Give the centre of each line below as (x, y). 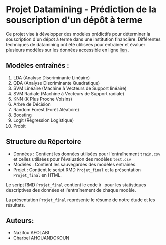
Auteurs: (20, 221)
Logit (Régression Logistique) (43, 120)
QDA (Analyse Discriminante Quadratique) (56, 83)
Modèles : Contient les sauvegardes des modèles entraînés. (75, 164)
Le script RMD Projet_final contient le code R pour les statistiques (76, 185)
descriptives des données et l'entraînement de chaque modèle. (71, 190)
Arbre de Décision (32, 104)
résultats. (15, 205)
